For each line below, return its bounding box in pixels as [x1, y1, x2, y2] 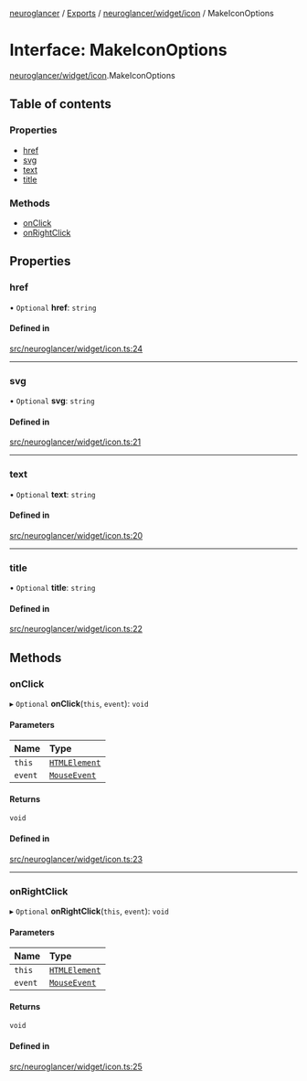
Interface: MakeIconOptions [9, 40, 228, 60]
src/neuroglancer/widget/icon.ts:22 [9, 624, 143, 635]
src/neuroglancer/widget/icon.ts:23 [9, 853, 143, 864]
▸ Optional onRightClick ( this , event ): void [9, 905, 169, 916]
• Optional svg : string [9, 395, 95, 406]
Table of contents [9, 96, 111, 112]
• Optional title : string [9, 583, 96, 594]
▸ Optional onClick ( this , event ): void [9, 699, 149, 709]
